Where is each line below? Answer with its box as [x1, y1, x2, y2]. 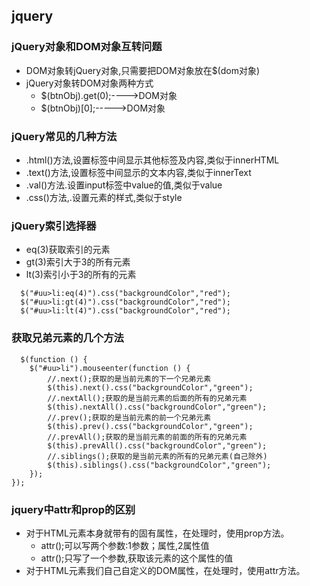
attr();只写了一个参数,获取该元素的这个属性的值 [40, 552, 234, 564]
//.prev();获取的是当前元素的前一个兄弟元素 [47, 412, 212, 423]
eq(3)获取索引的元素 [25, 244, 111, 256]
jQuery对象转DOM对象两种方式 [25, 77, 154, 89]
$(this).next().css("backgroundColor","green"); [47, 382, 254, 393]
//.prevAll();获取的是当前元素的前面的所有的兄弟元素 [47, 432, 248, 442]
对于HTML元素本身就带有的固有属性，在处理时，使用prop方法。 [25, 527, 290, 539]
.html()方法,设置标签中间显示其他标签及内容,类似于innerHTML [25, 154, 280, 166]
